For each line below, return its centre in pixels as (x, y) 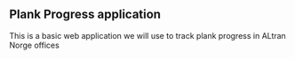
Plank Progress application (85, 15)
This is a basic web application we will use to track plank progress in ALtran (147, 35)
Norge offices (34, 45)
